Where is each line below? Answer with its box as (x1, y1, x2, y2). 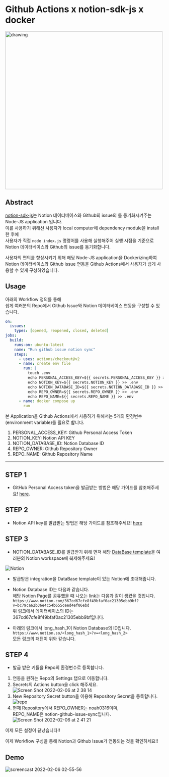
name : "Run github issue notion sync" (14, 347, 96, 352)
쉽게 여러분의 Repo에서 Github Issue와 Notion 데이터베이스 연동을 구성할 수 (5, 302, 155, 309)
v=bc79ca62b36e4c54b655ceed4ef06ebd (12, 603, 90, 608)
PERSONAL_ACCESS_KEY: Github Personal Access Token (12, 429, 132, 435)
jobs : (5, 333, 17, 338)
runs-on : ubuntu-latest (14, 342, 64, 347)
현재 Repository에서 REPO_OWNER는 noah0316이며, (12, 705, 119, 711)
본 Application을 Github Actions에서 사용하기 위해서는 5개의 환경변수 (5, 413, 142, 419)
